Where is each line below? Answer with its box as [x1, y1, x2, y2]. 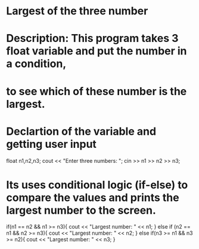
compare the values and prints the [6, 190, 180, 204]
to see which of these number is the [6, 84, 187, 98]
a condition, [6, 57, 67, 71]
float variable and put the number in [6, 44, 187, 58]
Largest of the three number [6, 4, 148, 18]
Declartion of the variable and [6, 124, 157, 138]
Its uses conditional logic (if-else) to [6, 178, 188, 192]
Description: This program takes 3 [6, 32, 179, 45]
